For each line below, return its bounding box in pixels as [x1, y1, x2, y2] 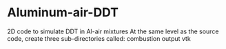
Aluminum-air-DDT [7, 5, 119, 20]
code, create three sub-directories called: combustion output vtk [7, 34, 191, 42]
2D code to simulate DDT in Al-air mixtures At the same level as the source [7, 27, 219, 35]
